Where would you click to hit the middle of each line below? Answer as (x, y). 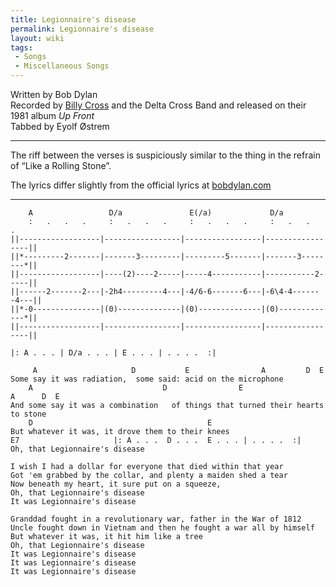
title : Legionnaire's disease (73, 19)
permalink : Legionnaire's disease (82, 29)
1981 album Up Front (52, 115)
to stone (28, 414)
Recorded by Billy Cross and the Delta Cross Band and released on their (158, 105)
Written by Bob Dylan (54, 94)
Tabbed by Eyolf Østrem (60, 126)
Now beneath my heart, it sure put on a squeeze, (116, 484)
